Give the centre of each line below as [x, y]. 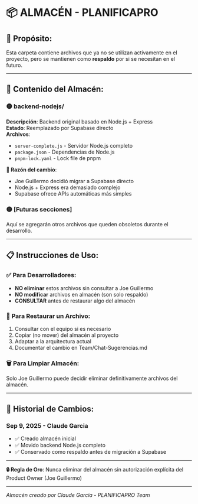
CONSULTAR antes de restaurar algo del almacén [75, 301]
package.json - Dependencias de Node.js [65, 152]
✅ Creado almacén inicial [45, 438]
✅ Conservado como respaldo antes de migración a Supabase [90, 451]
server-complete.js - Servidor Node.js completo [74, 145]
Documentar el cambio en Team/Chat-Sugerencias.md [81, 347]
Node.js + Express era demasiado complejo [67, 187]
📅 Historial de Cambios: [50, 409]
